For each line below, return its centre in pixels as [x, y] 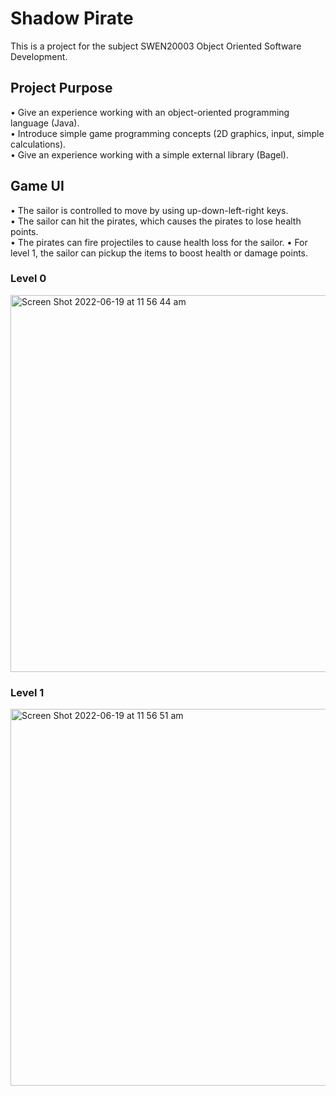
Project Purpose [61, 88]
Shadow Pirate [72, 18]
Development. [39, 56]
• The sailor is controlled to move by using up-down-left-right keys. [149, 210]
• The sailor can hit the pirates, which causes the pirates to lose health [156, 221]
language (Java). [45, 123]
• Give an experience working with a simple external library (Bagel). [149, 154]
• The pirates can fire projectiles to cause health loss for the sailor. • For [159, 242]
